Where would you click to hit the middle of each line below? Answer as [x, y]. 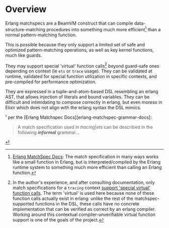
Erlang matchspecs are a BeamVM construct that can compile [69, 23]
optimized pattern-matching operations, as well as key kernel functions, [80, 50]
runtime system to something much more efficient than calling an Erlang [87, 168]
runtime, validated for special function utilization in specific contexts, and [81, 77]
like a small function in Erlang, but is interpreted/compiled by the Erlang [87, 162]
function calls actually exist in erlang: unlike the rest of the [73, 199]
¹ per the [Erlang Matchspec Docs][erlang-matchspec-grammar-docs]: [78, 117]
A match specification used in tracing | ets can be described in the [85, 127]
